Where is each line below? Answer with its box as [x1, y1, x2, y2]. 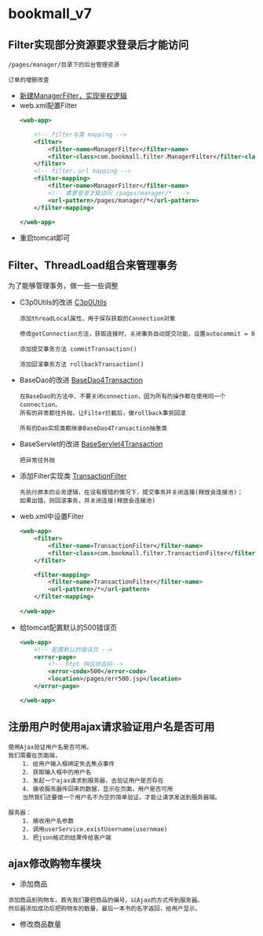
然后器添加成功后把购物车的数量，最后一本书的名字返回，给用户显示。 [8, 905, 202, 913]
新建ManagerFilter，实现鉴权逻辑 [19, 91, 127, 100]
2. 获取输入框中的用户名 [22, 768, 92, 776]
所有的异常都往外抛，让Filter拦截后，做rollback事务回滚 [19, 409, 186, 417]
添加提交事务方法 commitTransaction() [19, 346, 137, 353]
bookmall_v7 [8, 5, 92, 23]
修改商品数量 [19, 919, 61, 929]
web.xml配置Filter [19, 101, 78, 110]
